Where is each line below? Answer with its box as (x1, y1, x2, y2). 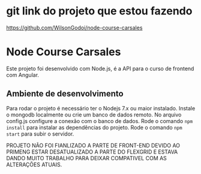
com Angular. (6, 71, 40, 79)
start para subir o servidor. (6, 130, 74, 137)
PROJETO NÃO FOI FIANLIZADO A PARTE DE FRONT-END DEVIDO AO (6, 142, 181, 149)
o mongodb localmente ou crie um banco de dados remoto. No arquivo (6, 111, 182, 118)
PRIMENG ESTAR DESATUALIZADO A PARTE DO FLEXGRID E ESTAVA (6, 148, 178, 155)
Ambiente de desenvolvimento (6, 89, 124, 99)
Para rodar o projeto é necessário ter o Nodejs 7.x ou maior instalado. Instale (6, 104, 196, 112)
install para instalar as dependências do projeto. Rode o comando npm (6, 124, 182, 131)
